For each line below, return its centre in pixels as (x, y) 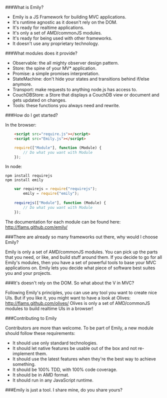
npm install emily (24, 180)
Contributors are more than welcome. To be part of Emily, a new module (79, 328)
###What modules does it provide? (41, 53)
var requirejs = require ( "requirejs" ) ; (56, 189)
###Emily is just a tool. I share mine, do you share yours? (64, 389)
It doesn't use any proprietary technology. (55, 44)
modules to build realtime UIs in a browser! (49, 308)
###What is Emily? (24, 7)
